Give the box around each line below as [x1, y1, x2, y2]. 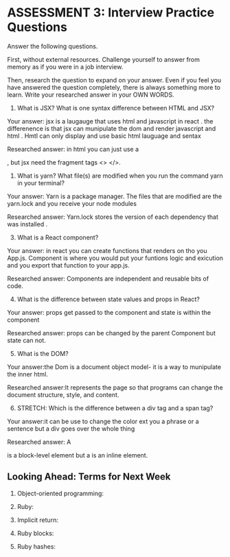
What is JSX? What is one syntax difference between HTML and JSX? [16, 104, 215, 112]
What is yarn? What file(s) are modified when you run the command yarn [16, 171, 223, 180]
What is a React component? [16, 233, 99, 241]
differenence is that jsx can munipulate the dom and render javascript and [7, 124, 216, 132]
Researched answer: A [7, 438, 71, 446]
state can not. [7, 336, 46, 344]
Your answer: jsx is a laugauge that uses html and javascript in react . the [7, 117, 214, 125]
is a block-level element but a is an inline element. [7, 451, 148, 459]
